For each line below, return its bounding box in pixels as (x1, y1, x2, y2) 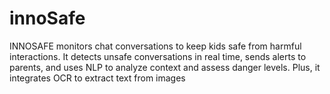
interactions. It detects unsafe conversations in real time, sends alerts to (9, 50, 307, 62)
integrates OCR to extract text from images (9, 72, 186, 84)
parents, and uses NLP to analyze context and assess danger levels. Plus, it (9, 61, 321, 73)
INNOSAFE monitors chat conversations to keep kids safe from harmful (9, 40, 302, 52)
